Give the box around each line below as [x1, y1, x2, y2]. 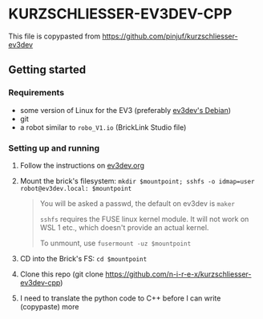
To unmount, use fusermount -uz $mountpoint [39, 238, 192, 248]
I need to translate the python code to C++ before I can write [19, 293, 221, 303]
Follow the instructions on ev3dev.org [19, 160, 145, 170]
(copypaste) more [19, 301, 79, 311]
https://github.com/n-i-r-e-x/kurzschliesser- [105, 269, 252, 279]
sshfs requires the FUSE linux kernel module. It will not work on [39, 214, 249, 224]
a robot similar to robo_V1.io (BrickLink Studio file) [19, 122, 187, 132]
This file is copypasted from [8, 31, 101, 41]
